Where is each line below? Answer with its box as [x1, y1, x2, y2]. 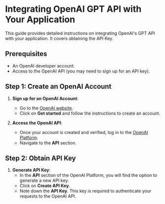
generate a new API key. [19, 177, 69, 183]
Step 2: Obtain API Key [5, 154, 76, 162]
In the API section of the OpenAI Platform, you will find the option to [19, 172, 158, 178]
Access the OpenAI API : [12, 120, 63, 126]
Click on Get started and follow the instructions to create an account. [19, 110, 161, 116]
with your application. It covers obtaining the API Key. [5, 35, 114, 41]
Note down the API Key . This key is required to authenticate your [19, 188, 152, 194]
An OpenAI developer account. [12, 63, 75, 68]
